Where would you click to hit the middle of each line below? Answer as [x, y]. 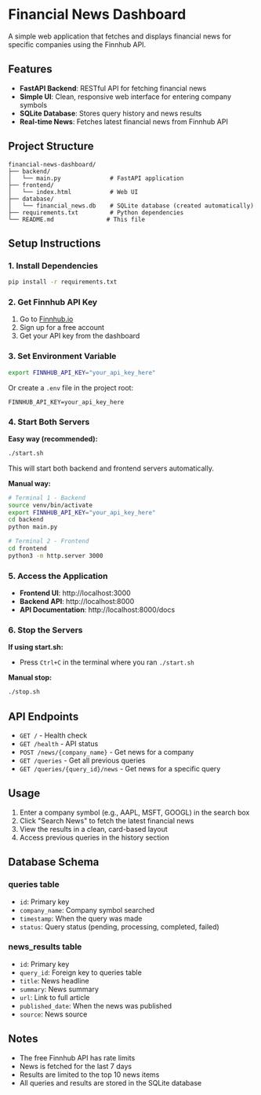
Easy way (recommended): [53, 438]
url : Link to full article [54, 997]
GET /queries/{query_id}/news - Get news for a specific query [120, 769]
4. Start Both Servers [49, 422]
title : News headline [54, 980]
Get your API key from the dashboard [80, 336]
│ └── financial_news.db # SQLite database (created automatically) [131, 206]
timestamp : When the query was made [81, 918]
